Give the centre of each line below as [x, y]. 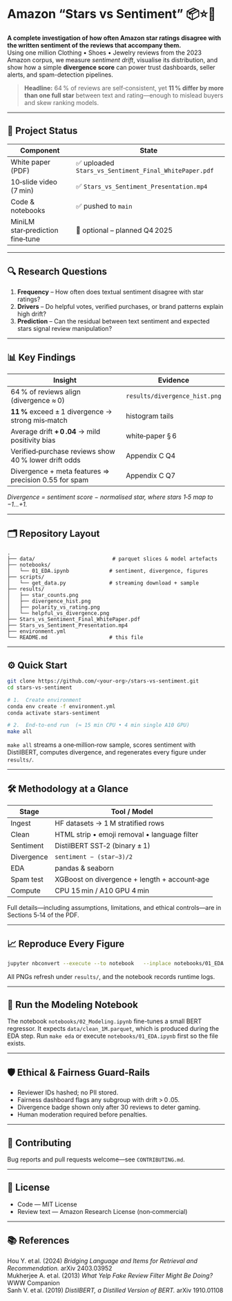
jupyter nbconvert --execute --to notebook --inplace [89, 963]
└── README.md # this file [75, 638]
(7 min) [22, 190]
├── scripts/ [26, 577]
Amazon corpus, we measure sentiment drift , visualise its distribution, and [113, 59]
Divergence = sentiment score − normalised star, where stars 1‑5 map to [110, 497]
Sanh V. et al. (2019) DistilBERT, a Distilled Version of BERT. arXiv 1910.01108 [115, 1290]
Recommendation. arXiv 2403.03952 [60, 1268]
